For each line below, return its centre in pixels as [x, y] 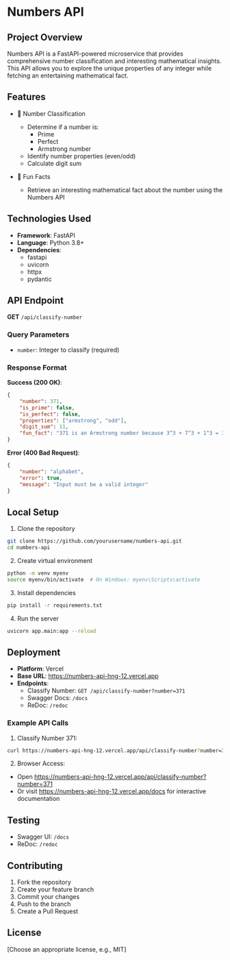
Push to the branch [44, 904]
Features [26, 97]
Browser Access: [41, 764]
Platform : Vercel [40, 669]
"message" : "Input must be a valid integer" [84, 484]
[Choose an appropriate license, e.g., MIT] [67, 949]
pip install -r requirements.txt [55, 605]
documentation [38, 799]
